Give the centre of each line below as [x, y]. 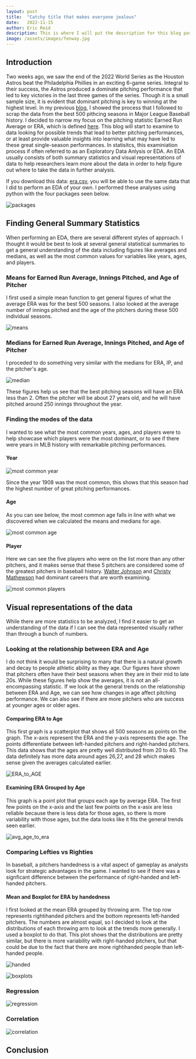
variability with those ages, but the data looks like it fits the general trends [95, 819]
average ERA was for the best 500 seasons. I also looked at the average [92, 304]
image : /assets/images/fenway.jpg [48, 39]
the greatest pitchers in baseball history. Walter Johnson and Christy [88, 571]
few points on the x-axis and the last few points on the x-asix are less [90, 807]
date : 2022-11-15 [30, 22]
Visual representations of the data [69, 607]
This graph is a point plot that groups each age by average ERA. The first [94, 800]
